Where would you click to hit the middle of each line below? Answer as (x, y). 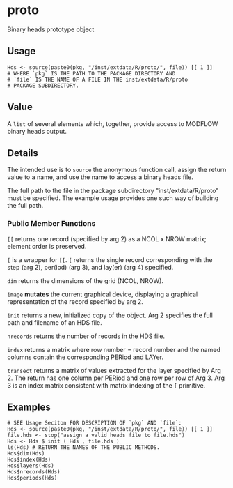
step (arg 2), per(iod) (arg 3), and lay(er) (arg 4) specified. (90, 267)
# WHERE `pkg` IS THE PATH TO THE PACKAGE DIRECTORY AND (91, 73)
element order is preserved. (47, 246)
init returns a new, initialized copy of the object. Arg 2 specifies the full (110, 315)
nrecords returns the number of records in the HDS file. (86, 336)
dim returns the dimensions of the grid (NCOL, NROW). (85, 280)
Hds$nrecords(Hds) (34, 472)
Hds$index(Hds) (29, 460)
